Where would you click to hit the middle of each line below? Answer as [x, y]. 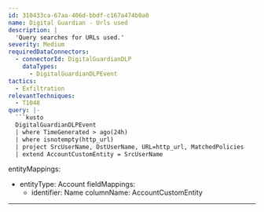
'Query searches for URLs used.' [70, 37]
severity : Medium [37, 45]
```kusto [29, 118]
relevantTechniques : [42, 96]
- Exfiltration [40, 88]
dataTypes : [40, 67]
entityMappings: [35, 169]
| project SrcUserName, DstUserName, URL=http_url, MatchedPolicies [130, 147]
